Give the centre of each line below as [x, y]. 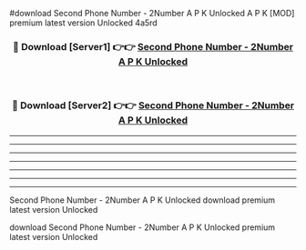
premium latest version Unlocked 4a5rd [83, 23]
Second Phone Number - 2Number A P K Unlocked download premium [143, 200]
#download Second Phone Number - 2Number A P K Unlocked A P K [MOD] [152, 13]
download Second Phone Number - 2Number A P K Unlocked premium [143, 227]
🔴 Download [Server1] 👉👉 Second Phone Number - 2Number [153, 46]
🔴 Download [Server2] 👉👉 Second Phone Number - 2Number [153, 105]
